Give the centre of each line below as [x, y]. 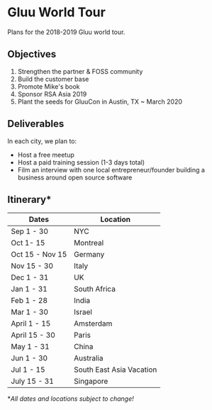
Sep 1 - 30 [29, 231]
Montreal [89, 243]
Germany [89, 255]
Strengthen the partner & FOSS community [80, 71]
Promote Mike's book [49, 87]
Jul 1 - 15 [28, 370]
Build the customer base [53, 79]
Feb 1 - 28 [29, 301]
